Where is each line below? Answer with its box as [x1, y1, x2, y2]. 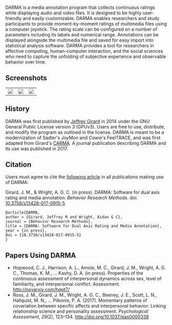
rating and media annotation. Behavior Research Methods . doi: [5, 195, 138, 201]
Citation [5, 160, 32, 169]
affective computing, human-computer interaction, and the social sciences [5, 48, 163, 54]
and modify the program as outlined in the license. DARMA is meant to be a [5, 129, 164, 135]
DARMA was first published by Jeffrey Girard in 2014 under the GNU [5, 118, 150, 124]
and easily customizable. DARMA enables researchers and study [23, 15, 160, 21]
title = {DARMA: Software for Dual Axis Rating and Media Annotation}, [5, 223, 162, 229]
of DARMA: [5, 179, 29, 185]
